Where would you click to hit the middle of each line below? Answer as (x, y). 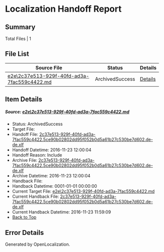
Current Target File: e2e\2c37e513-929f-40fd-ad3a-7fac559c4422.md (83, 192)
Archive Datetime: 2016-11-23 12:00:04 (51, 176)
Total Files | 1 (18, 39)
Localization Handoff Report (63, 9)
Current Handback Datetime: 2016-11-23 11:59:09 (61, 212)
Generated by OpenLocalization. (38, 244)
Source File (49, 68)
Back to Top (24, 217)
